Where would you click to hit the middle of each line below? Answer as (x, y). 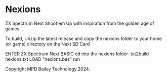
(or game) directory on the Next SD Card (48, 44)
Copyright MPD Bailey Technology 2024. (48, 69)
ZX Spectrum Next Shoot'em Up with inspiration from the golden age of (80, 23)
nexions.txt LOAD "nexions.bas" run (43, 59)
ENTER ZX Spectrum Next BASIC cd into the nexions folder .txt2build (77, 54)
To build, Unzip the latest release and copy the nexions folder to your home (83, 38)
